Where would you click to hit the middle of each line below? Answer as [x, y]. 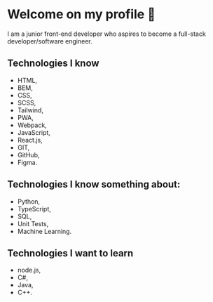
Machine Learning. [44, 231]
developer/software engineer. [50, 41]
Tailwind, [30, 110]
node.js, [29, 270]
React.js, [30, 140]
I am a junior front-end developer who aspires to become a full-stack [107, 34]
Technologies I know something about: [94, 184]
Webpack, [32, 125]
